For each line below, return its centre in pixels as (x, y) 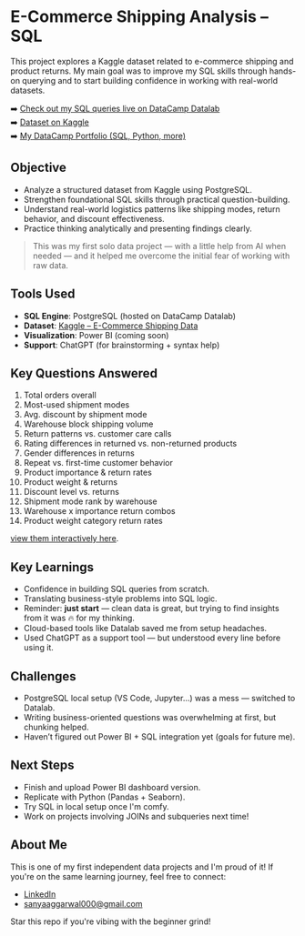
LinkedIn (40, 894)
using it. (38, 648)
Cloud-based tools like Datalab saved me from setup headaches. (145, 629)
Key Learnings (52, 567)
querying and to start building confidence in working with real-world (150, 80)
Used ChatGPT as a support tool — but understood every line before (152, 638)
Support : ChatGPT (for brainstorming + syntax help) (122, 345)
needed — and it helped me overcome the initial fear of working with (161, 256)
